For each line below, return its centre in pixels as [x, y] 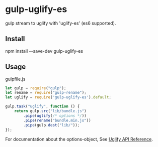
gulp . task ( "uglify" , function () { [43, 106]
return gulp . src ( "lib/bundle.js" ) [50, 111]
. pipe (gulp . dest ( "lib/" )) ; [52, 125]
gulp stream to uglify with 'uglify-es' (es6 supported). [61, 23]
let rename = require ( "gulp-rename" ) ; [46, 93]
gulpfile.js [15, 79]
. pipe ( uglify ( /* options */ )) [55, 116]
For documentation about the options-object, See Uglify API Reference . [79, 139]
